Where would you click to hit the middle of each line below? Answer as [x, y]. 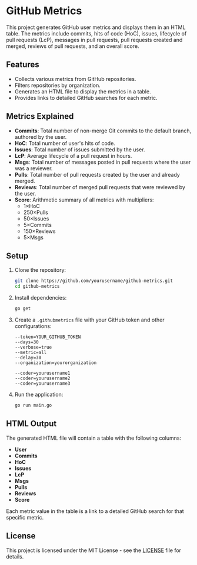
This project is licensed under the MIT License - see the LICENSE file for [94, 550]
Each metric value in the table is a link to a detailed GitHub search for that [95, 511]
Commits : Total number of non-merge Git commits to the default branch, [103, 131]
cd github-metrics [37, 287]
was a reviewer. [34, 168]
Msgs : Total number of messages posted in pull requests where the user [103, 162]
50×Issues [36, 218]
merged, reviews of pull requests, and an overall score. [73, 46]
